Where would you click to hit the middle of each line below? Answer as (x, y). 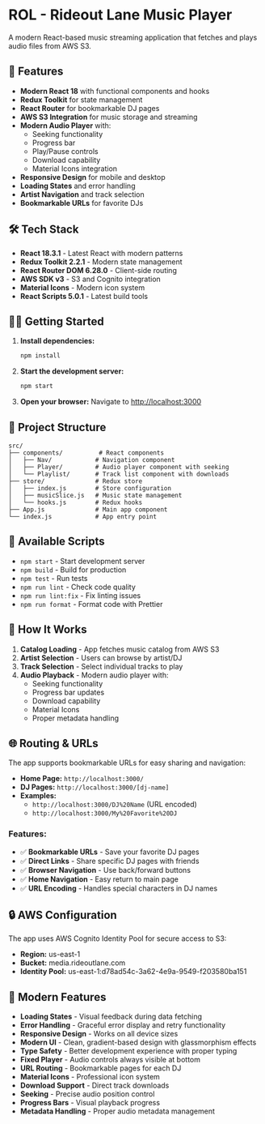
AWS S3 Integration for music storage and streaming (109, 117)
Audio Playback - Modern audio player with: (94, 675)
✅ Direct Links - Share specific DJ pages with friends (109, 861)
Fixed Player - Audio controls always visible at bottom (110, 1060)
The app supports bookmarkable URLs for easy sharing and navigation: (127, 763)
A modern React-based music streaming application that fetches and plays (133, 37)
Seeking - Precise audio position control (87, 1094)
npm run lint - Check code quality (78, 587)
